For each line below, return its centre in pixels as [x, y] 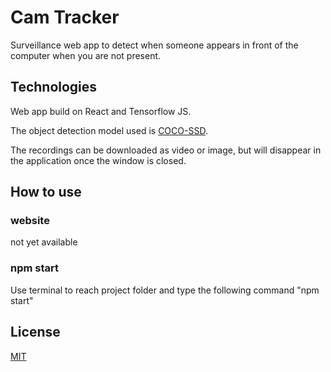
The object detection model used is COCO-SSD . [109, 130]
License [35, 332]
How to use [46, 192]
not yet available [44, 242]
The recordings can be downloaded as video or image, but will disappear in [166, 150]
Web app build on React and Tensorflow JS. [101, 111]
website [30, 221]
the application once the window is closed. [98, 160]
